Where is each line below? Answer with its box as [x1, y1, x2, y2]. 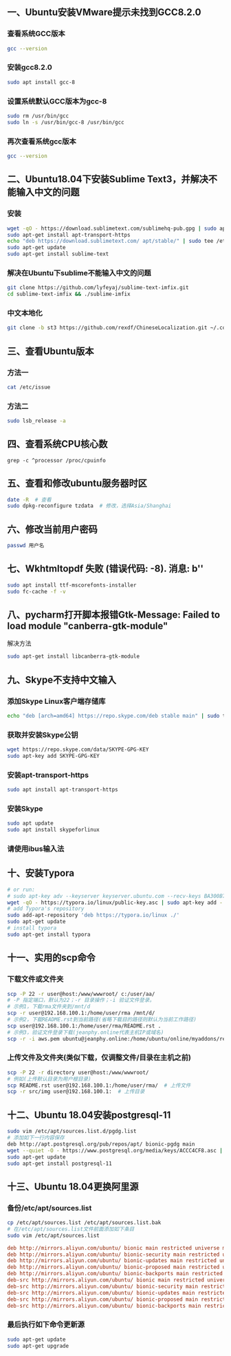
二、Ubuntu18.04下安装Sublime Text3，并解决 [7, 173, 208, 185]
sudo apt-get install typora [7, 931, 91, 938]
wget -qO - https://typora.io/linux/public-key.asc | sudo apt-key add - [7, 899, 223, 906]
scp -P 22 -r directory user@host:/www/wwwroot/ [7, 1069, 149, 1076]
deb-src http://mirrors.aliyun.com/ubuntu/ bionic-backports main [7, 1302, 201, 1309]
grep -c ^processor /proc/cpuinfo [7, 457, 107, 464]
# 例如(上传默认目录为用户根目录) [7, 1075, 91, 1082]
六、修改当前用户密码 [7, 523, 98, 535]
